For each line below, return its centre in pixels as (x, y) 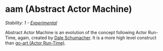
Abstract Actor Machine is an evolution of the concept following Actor (76, 32)
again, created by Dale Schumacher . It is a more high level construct (87, 38)
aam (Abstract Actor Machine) (69, 9)
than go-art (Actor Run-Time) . (35, 43)
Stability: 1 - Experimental (31, 23)
